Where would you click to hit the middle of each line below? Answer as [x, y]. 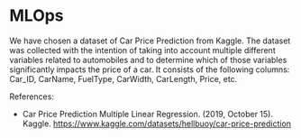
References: [32, 97]
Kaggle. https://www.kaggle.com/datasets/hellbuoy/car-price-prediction [156, 124]
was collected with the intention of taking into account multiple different [143, 50]
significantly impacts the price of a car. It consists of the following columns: [150, 69]
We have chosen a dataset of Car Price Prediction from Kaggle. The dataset [150, 41]
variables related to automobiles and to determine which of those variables [148, 60]
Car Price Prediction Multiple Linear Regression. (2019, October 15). [147, 114]
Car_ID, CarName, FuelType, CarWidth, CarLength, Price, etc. [123, 78]
